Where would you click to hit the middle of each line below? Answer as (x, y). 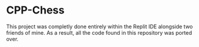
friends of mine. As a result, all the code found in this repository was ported (99, 32)
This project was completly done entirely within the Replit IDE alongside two (99, 26)
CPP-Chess (35, 10)
